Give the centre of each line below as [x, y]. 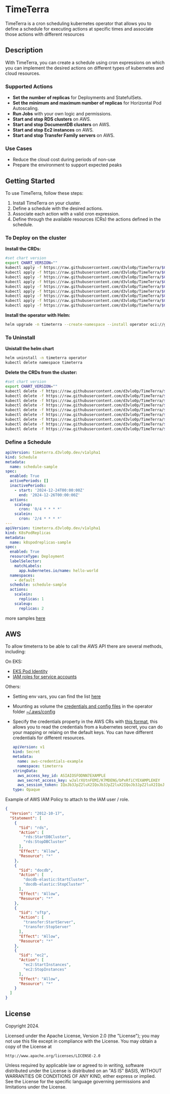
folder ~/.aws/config [34, 712]
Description [24, 50]
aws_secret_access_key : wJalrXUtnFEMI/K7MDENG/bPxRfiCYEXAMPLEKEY [89, 780]
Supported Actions [29, 86]
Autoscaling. [26, 108]
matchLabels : [28, 566]
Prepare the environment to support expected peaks [67, 165]
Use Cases [19, 148]
